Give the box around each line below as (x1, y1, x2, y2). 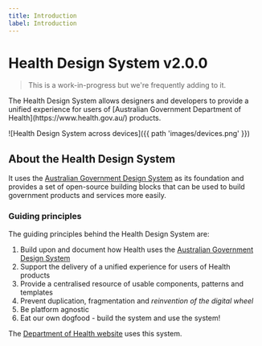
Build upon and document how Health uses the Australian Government (19, 245, 254, 254)
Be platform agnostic (19, 304, 90, 314)
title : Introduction (8, 11, 78, 20)
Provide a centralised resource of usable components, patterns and (19, 278, 244, 288)
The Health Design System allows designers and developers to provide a (8, 96, 249, 105)
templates (19, 287, 54, 297)
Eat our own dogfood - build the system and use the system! (19, 313, 221, 323)
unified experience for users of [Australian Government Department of (8, 105, 242, 114)
